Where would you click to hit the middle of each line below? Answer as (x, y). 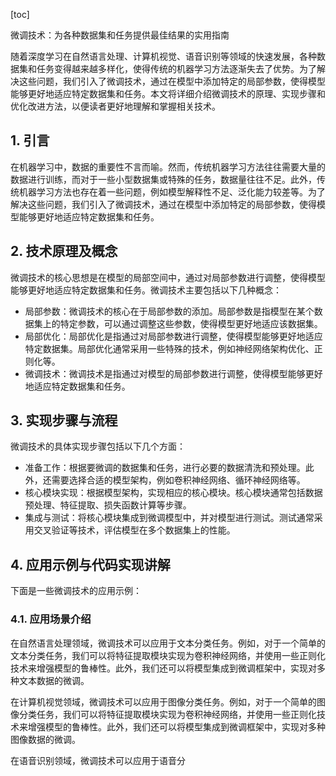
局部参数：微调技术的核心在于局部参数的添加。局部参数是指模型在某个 (169, 311)
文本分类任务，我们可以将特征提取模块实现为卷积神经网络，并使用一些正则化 (168, 655)
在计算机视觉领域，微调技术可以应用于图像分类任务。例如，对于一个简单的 (163, 701)
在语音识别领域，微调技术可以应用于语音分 (98, 760)
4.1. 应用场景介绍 (51, 619)
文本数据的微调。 (54, 680)
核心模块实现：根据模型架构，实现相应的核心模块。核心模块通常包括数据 (173, 493)
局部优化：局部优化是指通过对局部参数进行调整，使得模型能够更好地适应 (173, 336)
